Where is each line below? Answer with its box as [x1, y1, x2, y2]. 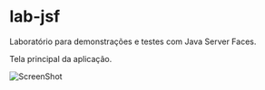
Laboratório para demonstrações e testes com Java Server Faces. [9, 36, 257, 47]
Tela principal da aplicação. [9, 53, 113, 64]
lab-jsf [9, 6, 61, 27]
